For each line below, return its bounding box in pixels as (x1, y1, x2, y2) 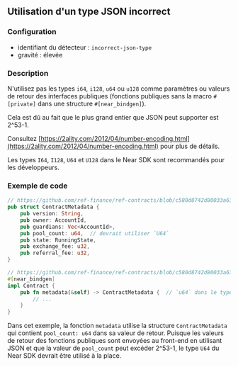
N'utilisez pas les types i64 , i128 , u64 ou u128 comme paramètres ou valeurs (7, 84, 230, 93)
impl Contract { (7, 282, 55, 289)
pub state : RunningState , (20, 237, 97, 244)
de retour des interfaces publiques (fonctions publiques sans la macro (7, 91, 212, 100)
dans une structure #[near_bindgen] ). (38, 99, 147, 108)
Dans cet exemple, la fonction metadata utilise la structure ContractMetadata (7, 322, 228, 330)
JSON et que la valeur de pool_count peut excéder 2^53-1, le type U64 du (7, 344, 220, 353)
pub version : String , (20, 210, 84, 218)
